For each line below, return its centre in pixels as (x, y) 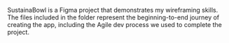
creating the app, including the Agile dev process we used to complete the (114, 25)
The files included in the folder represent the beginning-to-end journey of (113, 17)
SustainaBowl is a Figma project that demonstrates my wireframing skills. (113, 10)
